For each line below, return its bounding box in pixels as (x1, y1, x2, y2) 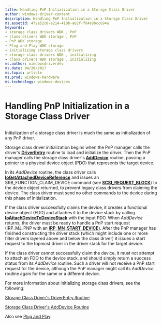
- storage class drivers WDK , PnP (5, 30, 77, 34)
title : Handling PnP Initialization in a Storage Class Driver (5, 7, 135, 12)
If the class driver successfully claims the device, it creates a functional (5, 205, 147, 210)
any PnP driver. (5, 135, 35, 141)
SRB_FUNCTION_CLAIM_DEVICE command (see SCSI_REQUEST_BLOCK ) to (5, 180, 158, 186)
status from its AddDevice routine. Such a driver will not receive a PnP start (5, 260, 155, 266)
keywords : (5, 25, 25, 30)
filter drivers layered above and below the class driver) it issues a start (5, 236, 145, 241)
